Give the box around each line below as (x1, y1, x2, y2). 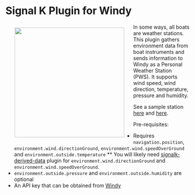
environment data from (133, 42, 189, 49)
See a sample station (133, 103, 184, 110)
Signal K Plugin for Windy (5, 4, 132, 18)
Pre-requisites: (133, 121, 169, 128)
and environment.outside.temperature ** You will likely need (13, 150, 160, 158)
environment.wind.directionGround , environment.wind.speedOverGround (13, 145, 184, 152)
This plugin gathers (133, 36, 180, 43)
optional (13, 176, 34, 183)
